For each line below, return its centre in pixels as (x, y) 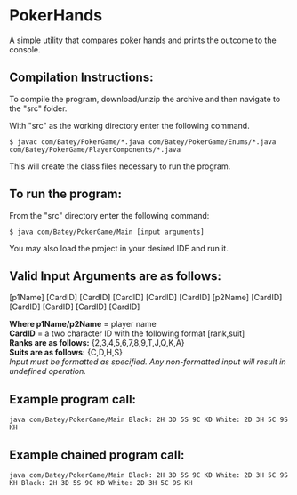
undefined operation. (48, 371)
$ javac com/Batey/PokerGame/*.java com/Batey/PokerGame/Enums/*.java (143, 142)
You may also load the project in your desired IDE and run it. (119, 248)
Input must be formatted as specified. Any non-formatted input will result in (148, 362)
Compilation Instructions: (81, 78)
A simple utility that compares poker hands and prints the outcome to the (143, 40)
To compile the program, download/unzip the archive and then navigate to (145, 99)
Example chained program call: (97, 455)
